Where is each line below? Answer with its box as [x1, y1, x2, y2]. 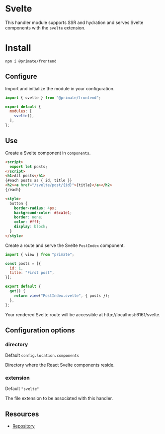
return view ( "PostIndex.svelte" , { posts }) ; [14, 293, 110, 298]
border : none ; [14, 215, 43, 220]
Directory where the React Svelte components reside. [5, 362, 115, 368]
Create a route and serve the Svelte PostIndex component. [5, 242, 125, 248]
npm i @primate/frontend [5, 58, 57, 64]
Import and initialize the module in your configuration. [5, 85, 115, 91]
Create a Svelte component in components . [5, 150, 91, 156]
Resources [5, 410, 39, 418]
